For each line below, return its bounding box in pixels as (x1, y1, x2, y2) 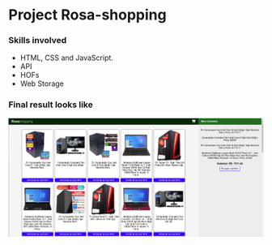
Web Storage (19, 79, 65, 88)
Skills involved (8, 35, 67, 46)
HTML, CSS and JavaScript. (19, 53, 113, 62)
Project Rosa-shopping (8, 6, 168, 24)
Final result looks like (8, 99, 93, 110)
